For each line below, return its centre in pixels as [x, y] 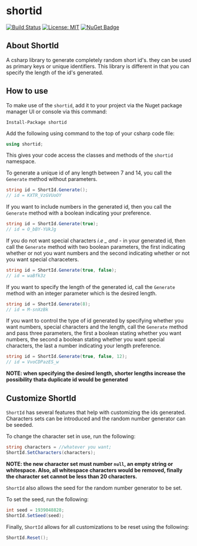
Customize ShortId [41, 398]
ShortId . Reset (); [27, 538]
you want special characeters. [43, 259]
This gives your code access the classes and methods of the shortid [90, 155]
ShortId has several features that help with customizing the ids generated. [96, 412]
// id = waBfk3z [26, 275]
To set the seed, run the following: [48, 499]
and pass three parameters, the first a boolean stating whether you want [94, 333]
